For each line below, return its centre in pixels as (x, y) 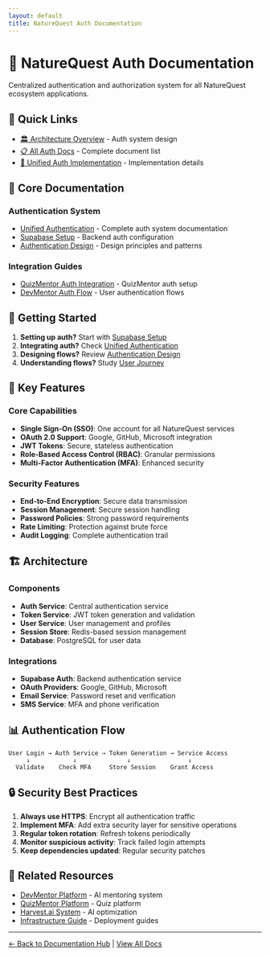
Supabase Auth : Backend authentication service (101, 679)
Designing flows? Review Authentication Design (100, 354)
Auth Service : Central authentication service (94, 606)
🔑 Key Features (47, 388)
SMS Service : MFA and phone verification (89, 704)
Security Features (44, 484)
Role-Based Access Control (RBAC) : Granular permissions (117, 454)
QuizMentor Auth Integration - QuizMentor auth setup (109, 284)
